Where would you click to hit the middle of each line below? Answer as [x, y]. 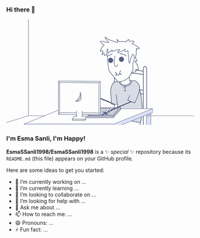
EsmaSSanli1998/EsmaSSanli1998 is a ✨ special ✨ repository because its [98, 151]
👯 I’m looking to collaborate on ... [56, 194]
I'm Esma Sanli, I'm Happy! [46, 139]
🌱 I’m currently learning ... [47, 188]
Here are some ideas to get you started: [56, 170]
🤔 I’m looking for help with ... [50, 201]
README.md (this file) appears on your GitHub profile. [70, 158]
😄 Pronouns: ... [34, 222]
